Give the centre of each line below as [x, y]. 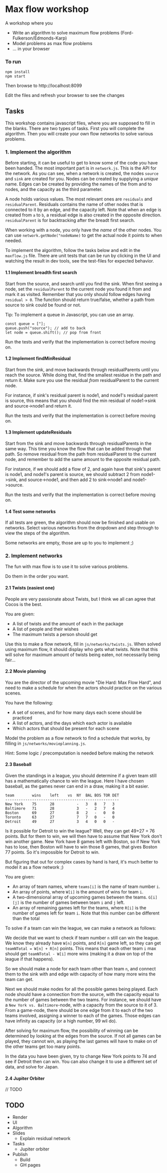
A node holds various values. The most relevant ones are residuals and [79, 199]
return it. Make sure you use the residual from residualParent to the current [82, 380]
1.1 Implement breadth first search [41, 272]
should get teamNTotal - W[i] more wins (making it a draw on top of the [79, 954]
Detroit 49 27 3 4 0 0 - [60, 822]
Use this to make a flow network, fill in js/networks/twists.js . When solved [83, 644]
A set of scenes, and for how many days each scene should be [77, 712]
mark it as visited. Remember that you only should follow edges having [78, 294]
